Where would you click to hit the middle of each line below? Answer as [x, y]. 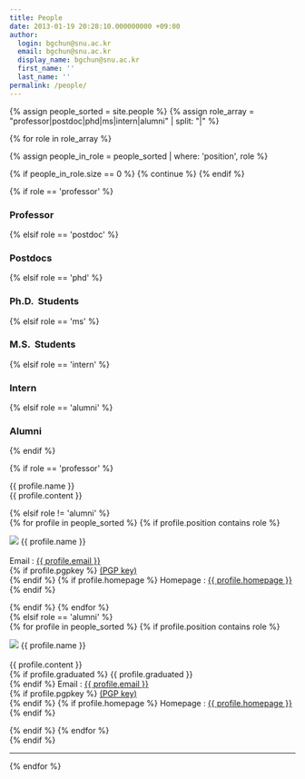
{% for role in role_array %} [60, 138]
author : [24, 35]
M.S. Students [43, 344]
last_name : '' [44, 77]
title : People [36, 18]
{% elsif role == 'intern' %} [60, 364]
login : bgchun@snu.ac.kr [64, 43]
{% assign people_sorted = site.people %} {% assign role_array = [132, 111]
